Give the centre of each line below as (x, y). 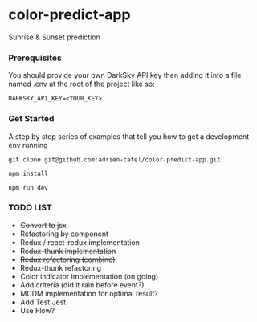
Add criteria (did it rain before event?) (82, 285)
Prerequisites (35, 58)
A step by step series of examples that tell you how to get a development (129, 136)
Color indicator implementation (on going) (89, 276)
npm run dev (28, 187)
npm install (28, 173)
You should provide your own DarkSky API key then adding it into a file (125, 75)
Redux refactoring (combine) (67, 259)
